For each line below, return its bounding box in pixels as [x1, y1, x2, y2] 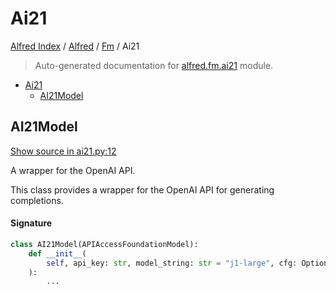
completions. [10, 194, 64, 206]
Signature [10, 217, 53, 229]
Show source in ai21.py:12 [10, 145, 117, 157]
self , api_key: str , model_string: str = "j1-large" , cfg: [46, 258, 298, 268]
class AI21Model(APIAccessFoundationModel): [10, 239, 199, 249]
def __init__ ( [28, 248, 87, 259]
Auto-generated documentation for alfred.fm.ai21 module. [34, 59, 274, 71]
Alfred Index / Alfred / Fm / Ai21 [10, 40, 140, 52]
